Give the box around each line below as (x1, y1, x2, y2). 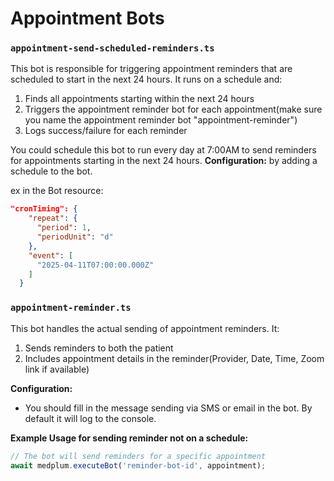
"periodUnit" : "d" (36, 232, 114, 242)
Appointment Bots (10, 7, 165, 30)
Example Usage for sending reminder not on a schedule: (10, 432, 249, 444)
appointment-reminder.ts (10, 302, 132, 314)
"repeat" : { (28, 213, 78, 224)
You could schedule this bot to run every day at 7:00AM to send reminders (10, 144, 317, 156)
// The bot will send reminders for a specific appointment (10, 451, 267, 461)
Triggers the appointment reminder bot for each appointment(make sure (24, 103, 323, 116)
